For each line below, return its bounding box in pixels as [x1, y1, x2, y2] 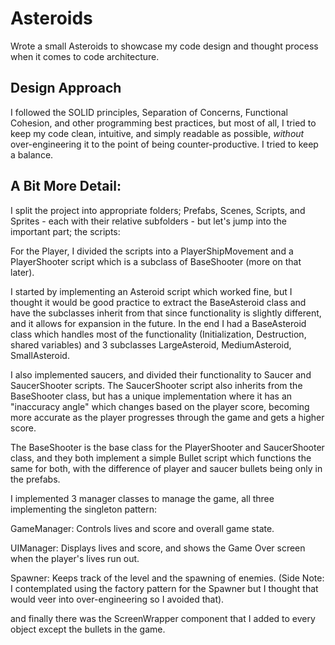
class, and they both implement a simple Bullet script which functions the [10, 452, 312, 464]
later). [10, 266, 35, 278]
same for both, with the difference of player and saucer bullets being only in [10, 462, 323, 474]
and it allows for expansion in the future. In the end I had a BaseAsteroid [10, 317, 307, 329]
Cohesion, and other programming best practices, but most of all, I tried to [10, 117, 317, 129]
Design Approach [10, 80, 122, 97]
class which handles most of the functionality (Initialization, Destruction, [10, 328, 307, 340]
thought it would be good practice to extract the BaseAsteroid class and [10, 296, 307, 308]
